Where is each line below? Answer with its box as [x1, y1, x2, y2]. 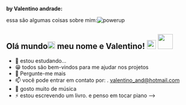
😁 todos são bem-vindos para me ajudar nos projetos [14, 63, 149, 70]
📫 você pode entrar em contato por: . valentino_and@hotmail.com [14, 76, 180, 84]
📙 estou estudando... [14, 57, 67, 64]
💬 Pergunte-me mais [14, 70, 66, 77]
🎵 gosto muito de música [14, 85, 77, 92]
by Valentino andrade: [6, 5, 63, 12]
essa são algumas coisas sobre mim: [6, 17, 97, 23]
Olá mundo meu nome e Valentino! [6, 41, 145, 51]
